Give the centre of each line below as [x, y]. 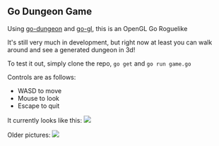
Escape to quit [39, 106]
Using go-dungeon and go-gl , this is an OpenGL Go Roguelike [97, 28]
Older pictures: [29, 135]
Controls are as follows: [42, 77]
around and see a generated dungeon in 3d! [71, 49]
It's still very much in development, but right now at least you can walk [110, 42]
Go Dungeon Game [50, 12]
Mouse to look [39, 98]
